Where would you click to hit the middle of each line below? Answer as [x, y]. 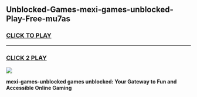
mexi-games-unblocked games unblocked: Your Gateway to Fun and [91, 81]
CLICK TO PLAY [29, 36]
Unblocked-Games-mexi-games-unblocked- [90, 10]
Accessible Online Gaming [39, 88]
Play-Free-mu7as [38, 19]
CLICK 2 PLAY [26, 58]
